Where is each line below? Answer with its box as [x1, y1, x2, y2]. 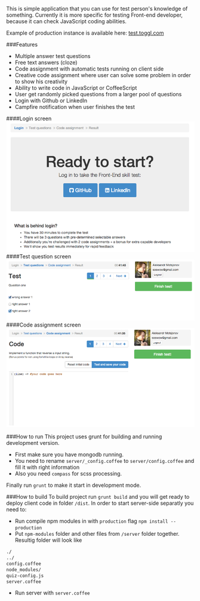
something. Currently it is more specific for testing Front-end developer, [6, 11, 183, 19]
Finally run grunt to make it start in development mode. [6, 481, 141, 489]
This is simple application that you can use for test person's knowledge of [6, 5, 188, 12]
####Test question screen [6, 253, 72, 260]
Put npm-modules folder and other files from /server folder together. [14, 530, 180, 538]
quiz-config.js [6, 573, 44, 579]
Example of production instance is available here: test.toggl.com [6, 29, 164, 36]
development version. [6, 440, 60, 447]
